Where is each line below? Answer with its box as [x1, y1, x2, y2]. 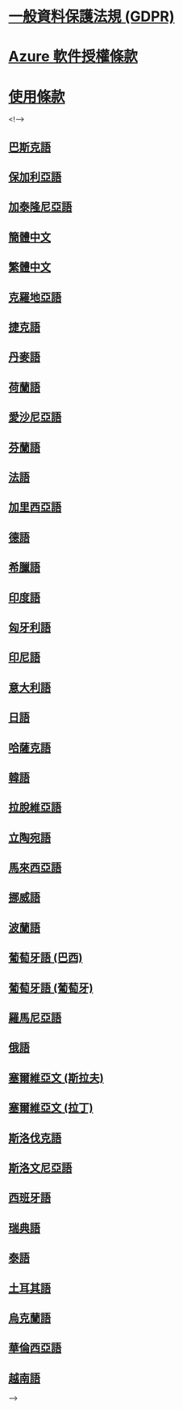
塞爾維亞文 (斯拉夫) [8, 1071, 104, 1085]
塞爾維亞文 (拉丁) [8, 1101, 94, 1115]
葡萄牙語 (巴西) [8, 951, 83, 965]
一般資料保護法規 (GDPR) [8, 7, 175, 26]
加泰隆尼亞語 [8, 200, 73, 214]
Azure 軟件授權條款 [8, 48, 139, 66]
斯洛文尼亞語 [8, 1161, 73, 1174]
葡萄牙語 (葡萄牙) [8, 980, 94, 995]
